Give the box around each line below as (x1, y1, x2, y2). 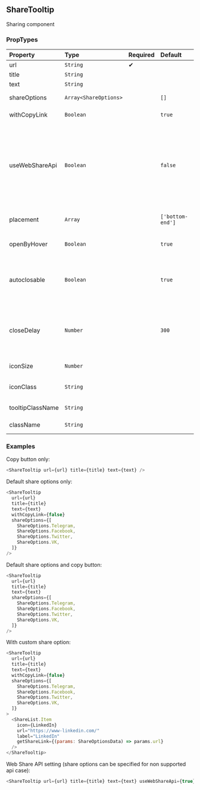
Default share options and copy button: (6, 561, 102, 568)
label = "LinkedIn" (17, 733, 60, 739)
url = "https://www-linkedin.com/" (17, 728, 100, 733)
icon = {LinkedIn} (17, 722, 58, 728)
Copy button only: (6, 456, 51, 463)
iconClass (9, 383, 37, 391)
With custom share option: (6, 639, 71, 646)
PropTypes (6, 35, 38, 43)
